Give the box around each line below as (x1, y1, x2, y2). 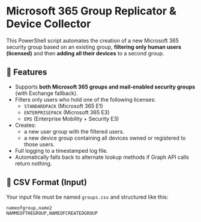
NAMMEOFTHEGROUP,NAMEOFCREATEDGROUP (6, 210, 98, 216)
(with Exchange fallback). (14, 89, 78, 97)
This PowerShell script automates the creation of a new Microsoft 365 (6, 37, 179, 44)
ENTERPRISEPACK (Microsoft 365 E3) (23, 108, 110, 116)
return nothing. (14, 159, 52, 167)
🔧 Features (6, 67, 47, 78)
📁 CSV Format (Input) (6, 177, 87, 188)
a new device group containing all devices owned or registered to (23, 134, 186, 141)
